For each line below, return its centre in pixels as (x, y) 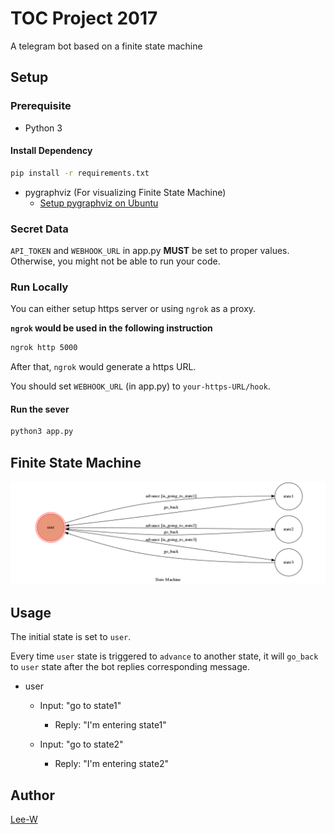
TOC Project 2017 (84, 18)
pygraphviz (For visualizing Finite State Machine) (125, 192)
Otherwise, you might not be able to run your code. (115, 261)
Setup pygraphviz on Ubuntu (99, 203)
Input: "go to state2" (81, 744)
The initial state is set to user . (71, 637)
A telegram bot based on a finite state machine (106, 46)
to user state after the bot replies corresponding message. (130, 667)
